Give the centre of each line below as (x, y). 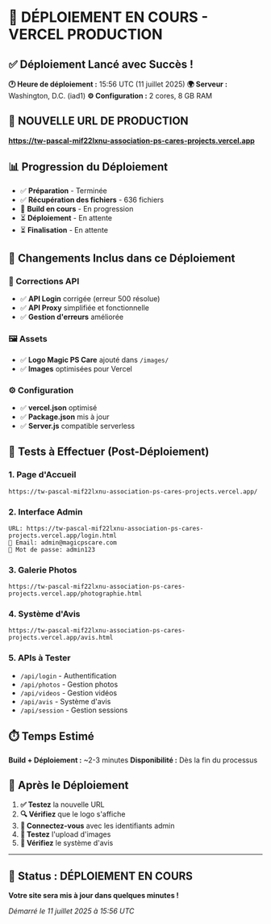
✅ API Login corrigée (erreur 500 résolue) (90, 299)
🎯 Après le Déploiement (69, 785)
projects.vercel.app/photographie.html (75, 594)
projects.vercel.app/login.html (63, 535)
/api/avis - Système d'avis (65, 701)
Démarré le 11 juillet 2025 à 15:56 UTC (71, 911)
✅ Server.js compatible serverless (77, 426)
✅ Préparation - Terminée (63, 191)
